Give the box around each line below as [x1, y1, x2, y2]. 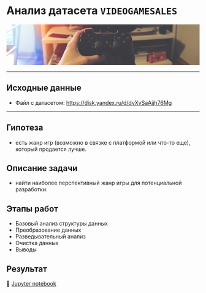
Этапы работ [6, 204, 58, 214]
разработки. [15, 186, 48, 193]
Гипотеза [6, 123, 44, 133]
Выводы [15, 246, 37, 253]
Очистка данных [15, 240, 59, 247]
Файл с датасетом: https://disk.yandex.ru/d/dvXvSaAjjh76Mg [15, 99, 172, 106]
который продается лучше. [15, 145, 87, 153]
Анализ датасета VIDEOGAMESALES [6, 4, 178, 18]
